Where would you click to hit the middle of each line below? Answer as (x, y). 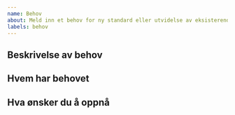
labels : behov (28, 26)
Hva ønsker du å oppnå (58, 102)
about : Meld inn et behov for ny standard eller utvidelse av (100, 20)
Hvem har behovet (48, 78)
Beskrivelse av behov (55, 55)
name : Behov (24, 14)
